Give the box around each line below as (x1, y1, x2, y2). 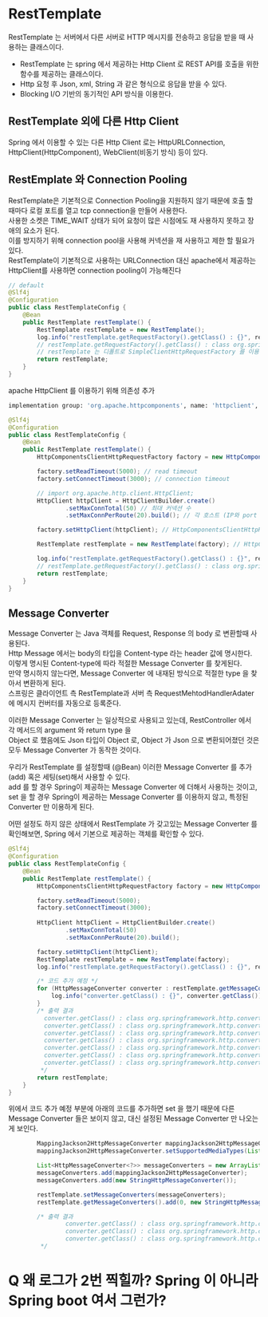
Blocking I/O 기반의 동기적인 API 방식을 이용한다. (19, 89, 174, 98)
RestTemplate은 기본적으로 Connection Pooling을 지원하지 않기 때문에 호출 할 (8, 195, 254, 205)
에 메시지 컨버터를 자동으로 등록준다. (8, 699, 121, 708)
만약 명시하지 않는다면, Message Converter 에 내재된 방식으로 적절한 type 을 (8, 668, 250, 678)
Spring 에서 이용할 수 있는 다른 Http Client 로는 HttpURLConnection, (8, 137, 226, 147)
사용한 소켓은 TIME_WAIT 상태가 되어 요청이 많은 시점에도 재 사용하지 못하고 (8, 215, 246, 225)
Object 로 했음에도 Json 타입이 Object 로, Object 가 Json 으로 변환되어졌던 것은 (8, 735, 260, 745)
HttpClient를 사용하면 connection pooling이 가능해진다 (8, 265, 182, 275)
